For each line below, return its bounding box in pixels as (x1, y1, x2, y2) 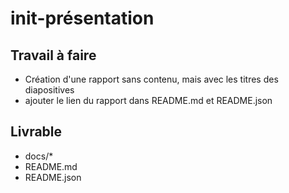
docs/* (24, 150, 54, 162)
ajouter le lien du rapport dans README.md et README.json (24, 95, 273, 106)
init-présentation (10, 7, 155, 30)
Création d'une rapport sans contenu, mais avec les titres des (24, 73, 279, 85)
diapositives (24, 84, 75, 96)
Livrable (10, 123, 63, 141)
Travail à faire (10, 47, 97, 64)
